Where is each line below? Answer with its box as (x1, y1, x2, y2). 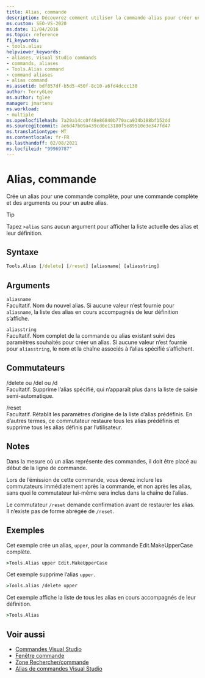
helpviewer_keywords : (6, 49, 62, 55)
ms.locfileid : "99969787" (6, 145, 72, 152)
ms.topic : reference (6, 32, 59, 38)
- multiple (6, 112, 34, 118)
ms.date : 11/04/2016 (6, 26, 59, 32)
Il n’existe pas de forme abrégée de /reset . (6, 507, 115, 515)
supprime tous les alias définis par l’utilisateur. (6, 424, 123, 431)
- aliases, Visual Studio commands (6, 55, 97, 61)
